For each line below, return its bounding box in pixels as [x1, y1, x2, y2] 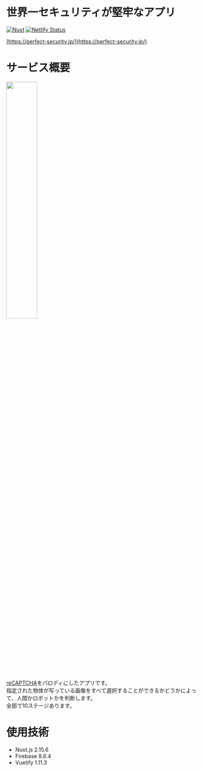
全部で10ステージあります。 [6, 702, 75, 709]
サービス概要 [6, 61, 71, 75]
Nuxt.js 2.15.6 [15, 746, 49, 753]
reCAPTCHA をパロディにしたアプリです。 [6, 679, 111, 686]
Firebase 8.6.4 [15, 752, 52, 759]
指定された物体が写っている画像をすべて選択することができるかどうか [6, 686, 181, 694]
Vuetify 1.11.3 [15, 759, 47, 766]
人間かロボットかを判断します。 [16, 694, 96, 702]
